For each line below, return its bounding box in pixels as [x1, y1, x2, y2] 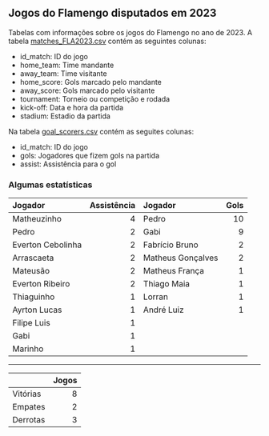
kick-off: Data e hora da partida [19, 102, 124, 112]
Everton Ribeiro [12, 278, 70, 290]
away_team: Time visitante [19, 68, 107, 78]
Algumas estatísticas [8, 179, 93, 190]
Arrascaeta [12, 252, 54, 263]
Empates [12, 402, 46, 413]
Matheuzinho [12, 214, 62, 225]
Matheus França [143, 266, 204, 277]
